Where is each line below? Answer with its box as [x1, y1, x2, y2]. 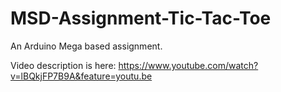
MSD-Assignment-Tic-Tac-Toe [10, 7, 272, 30]
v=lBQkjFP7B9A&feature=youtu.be [10, 70, 153, 82]
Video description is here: [10, 59, 117, 71]
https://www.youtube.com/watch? [118, 59, 259, 71]
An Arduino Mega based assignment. [10, 40, 163, 52]
